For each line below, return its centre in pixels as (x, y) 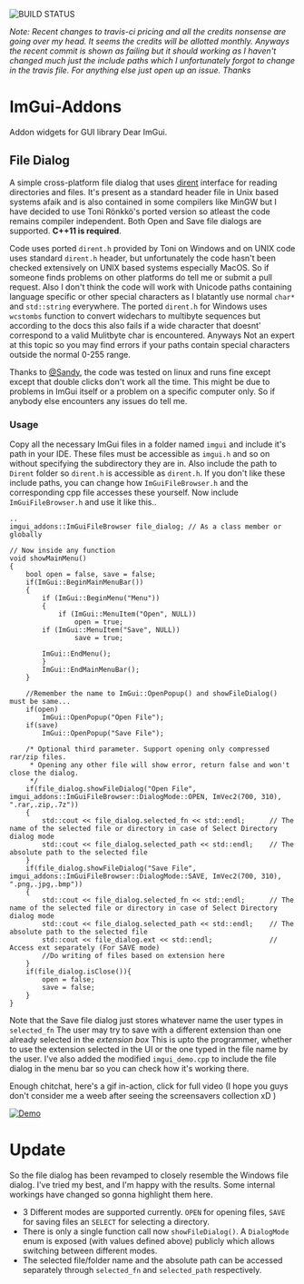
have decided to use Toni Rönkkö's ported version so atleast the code (140, 211)
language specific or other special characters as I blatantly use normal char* (152, 296)
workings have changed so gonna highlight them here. (111, 1194)
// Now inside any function (63, 551)
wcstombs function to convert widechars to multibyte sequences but (135, 316)
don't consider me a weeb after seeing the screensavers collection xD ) (143, 1096)
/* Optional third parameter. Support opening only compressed (148, 749)
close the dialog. (44, 773)
